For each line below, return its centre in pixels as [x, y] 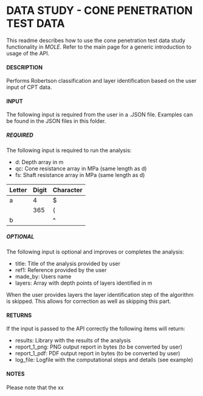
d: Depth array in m [39, 162]
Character [68, 190]
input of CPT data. [29, 87]
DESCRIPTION [25, 67]
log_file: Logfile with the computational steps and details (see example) [104, 360]
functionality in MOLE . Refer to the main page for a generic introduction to [99, 47]
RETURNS [19, 315]
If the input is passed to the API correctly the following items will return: [96, 328]
